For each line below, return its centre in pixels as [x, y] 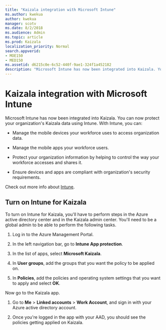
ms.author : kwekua [24, 14]
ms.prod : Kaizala [23, 42]
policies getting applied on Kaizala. [48, 322]
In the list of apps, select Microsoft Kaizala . [57, 253]
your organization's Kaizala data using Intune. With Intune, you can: [74, 123]
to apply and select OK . [36, 283]
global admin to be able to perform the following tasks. [61, 225]
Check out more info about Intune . [40, 187]
